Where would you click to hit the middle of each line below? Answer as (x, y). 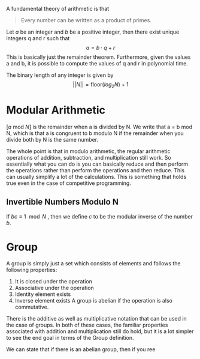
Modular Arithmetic (56, 110)
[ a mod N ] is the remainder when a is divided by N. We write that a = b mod (99, 127)
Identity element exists (43, 294)
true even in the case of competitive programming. (69, 183)
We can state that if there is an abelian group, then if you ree (81, 349)
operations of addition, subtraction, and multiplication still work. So (89, 157)
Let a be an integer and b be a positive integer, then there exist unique (93, 32)
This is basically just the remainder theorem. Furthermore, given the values (99, 57)
